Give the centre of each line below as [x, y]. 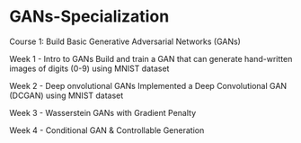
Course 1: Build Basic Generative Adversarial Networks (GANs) [125, 41]
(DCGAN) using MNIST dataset [66, 95]
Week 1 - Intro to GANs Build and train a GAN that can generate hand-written [151, 58]
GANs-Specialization [89, 17]
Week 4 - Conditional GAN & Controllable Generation [107, 130]
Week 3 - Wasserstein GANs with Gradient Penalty [103, 112]
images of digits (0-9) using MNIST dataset [89, 68]
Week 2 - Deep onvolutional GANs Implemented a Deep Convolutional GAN [148, 85]
